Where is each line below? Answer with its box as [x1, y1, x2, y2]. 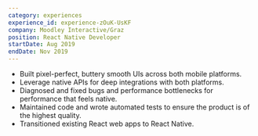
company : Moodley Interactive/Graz [8, 26, 125, 34]
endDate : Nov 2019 [8, 48, 68, 55]
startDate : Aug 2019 [8, 41, 76, 48]
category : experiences [8, 11, 82, 20]
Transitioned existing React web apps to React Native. [19, 119, 194, 128]
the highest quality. [19, 111, 82, 120]
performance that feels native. [19, 95, 118, 103]
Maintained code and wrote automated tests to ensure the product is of [19, 102, 250, 112]
